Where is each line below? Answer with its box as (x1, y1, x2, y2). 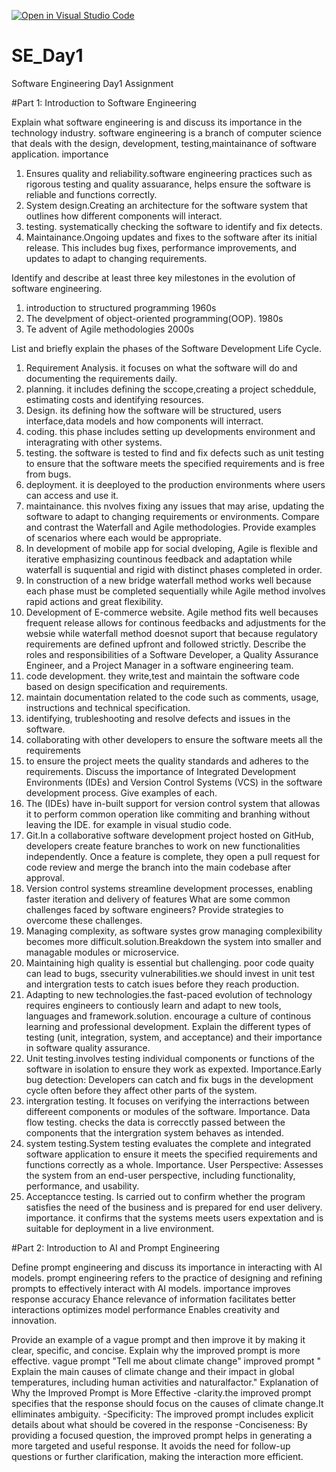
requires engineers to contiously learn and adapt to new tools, (25, 999, 282, 1011)
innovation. (11, 1314, 58, 1326)
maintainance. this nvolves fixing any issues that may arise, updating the (25, 500, 325, 512)
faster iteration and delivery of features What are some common (25, 893, 291, 905)
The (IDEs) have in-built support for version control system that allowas (25, 797, 321, 809)
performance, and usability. (25, 1180, 140, 1192)
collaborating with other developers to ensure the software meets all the (25, 733, 323, 745)
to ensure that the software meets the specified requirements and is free (25, 457, 325, 469)
